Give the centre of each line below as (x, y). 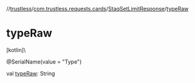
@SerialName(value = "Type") (44, 61)
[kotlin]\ (16, 50)
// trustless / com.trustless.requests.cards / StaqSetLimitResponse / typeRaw (97, 9)
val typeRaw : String (31, 73)
